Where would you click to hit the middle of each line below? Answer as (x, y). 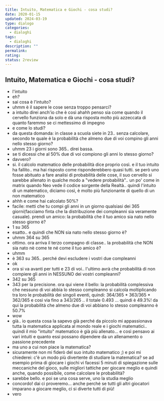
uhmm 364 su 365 (31, 238)
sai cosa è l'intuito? (32, 102)
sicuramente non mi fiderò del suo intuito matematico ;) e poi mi (76, 352)
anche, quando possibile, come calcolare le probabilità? (68, 373)
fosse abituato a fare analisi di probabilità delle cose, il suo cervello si (82, 175)
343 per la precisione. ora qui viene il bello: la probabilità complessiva (82, 285)
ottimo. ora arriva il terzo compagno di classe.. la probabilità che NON (82, 243)
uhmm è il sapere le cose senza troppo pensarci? (62, 107)
